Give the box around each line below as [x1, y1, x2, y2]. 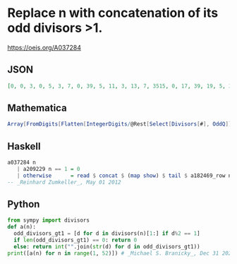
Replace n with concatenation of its [7, 5, 219, 21]
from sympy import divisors [7, 217, 90, 224]
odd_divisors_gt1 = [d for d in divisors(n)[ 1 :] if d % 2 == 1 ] [13, 230, 200, 237]
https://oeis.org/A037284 [7, 43, 81, 52]
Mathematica [7, 102, 67, 114]
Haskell [7, 140, 41, 152]
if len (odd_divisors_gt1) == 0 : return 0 [13, 236, 138, 244]
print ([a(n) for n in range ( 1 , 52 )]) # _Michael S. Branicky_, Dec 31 [7, 249, 219, 257]
